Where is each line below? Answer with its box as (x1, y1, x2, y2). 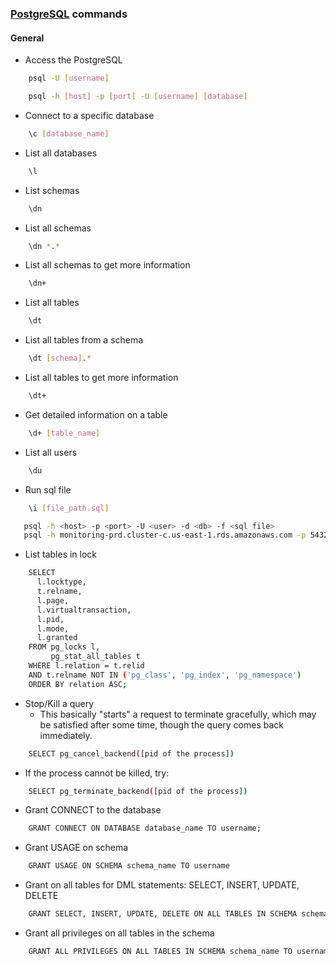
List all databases (24, 147, 98, 159)
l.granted (36, 633, 78, 643)
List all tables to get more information (24, 372, 179, 383)
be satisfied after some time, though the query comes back (39, 718, 285, 731)
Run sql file (24, 483, 72, 496)
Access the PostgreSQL (24, 54, 123, 66)
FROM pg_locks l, (28, 642, 101, 652)
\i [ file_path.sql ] (28, 503, 110, 513)
